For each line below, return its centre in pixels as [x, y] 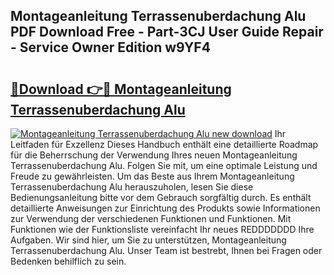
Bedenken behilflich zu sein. [68, 261]
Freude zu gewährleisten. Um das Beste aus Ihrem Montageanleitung [152, 176]
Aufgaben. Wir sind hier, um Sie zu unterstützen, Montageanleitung [148, 240]
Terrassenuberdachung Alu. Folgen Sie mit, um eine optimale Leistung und [164, 165]
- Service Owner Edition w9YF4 [110, 47]
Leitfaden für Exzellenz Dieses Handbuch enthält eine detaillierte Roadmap [164, 144]
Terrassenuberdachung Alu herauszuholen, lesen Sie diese [132, 187]
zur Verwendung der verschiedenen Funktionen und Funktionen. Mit [151, 218]
